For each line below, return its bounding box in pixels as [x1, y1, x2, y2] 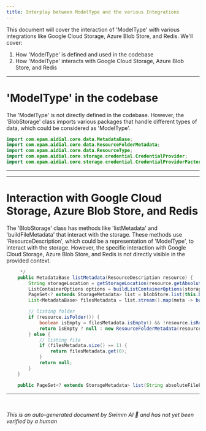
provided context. [6, 257, 51, 264]
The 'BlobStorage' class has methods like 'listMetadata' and [6, 224, 158, 232]
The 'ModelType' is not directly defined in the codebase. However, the [6, 111, 185, 118]
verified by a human [6, 418, 58, 425]
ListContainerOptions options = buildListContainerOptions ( [28, 286, 185, 292]
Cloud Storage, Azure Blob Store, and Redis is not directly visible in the [6, 250, 186, 257]
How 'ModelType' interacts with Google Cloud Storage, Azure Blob [15, 57, 184, 64]
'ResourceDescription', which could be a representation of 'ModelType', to [6, 237, 194, 245]
